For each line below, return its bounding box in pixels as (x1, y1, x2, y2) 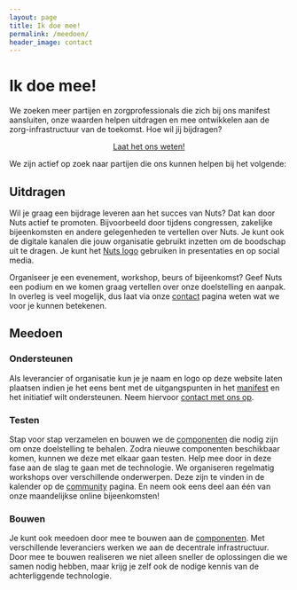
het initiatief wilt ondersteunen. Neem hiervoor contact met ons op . (9, 391, 254, 402)
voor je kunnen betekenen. (9, 301, 107, 311)
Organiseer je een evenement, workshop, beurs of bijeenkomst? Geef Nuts (9, 272, 283, 282)
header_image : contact (9, 37, 93, 47)
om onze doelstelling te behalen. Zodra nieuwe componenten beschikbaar (9, 443, 281, 453)
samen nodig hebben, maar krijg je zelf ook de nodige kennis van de (9, 561, 260, 572)
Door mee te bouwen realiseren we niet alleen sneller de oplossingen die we (9, 552, 288, 562)
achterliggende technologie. (9, 570, 113, 581)
